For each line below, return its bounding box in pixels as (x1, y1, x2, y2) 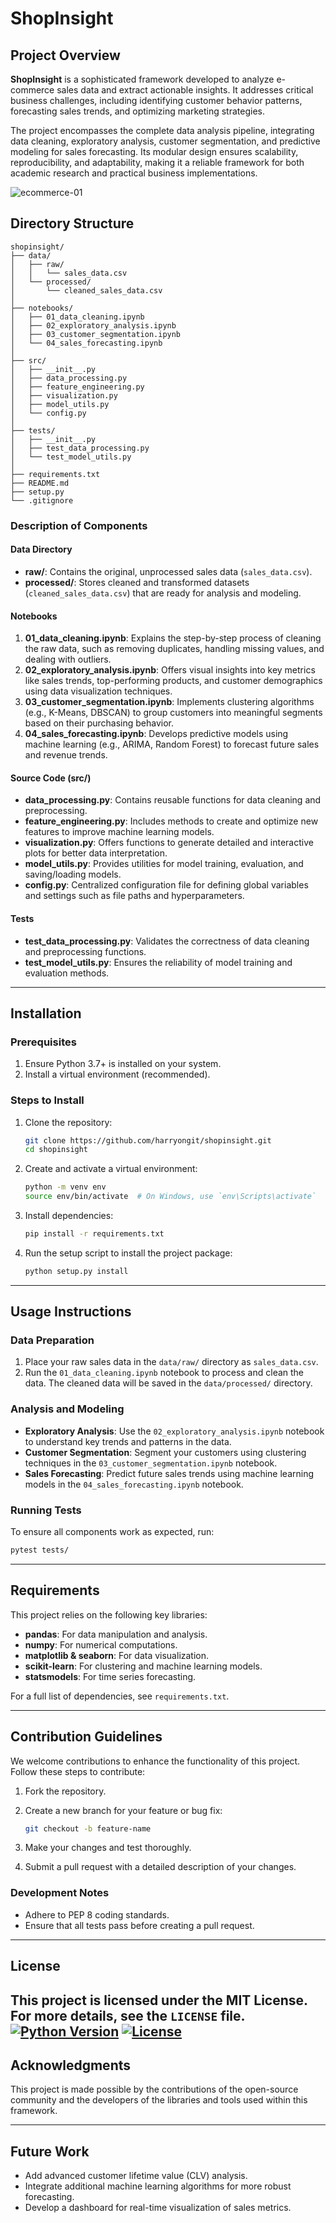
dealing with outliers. (24, 653, 112, 666)
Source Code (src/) (10, 772, 92, 784)
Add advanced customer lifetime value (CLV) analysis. (24, 2170, 248, 2182)
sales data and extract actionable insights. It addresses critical (56, 84, 314, 96)
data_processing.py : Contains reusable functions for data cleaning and (24, 794, 322, 806)
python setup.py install (24, 1266, 129, 1276)
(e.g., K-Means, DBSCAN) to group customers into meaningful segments (24, 707, 323, 719)
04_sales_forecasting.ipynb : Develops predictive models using (24, 728, 289, 740)
